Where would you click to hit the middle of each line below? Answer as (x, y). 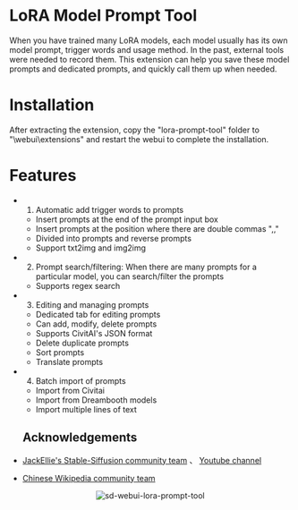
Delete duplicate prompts (82, 343)
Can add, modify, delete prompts (96, 324)
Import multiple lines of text (86, 409)
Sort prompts (60, 352)
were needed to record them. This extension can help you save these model (149, 59)
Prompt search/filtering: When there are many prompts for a (146, 267)
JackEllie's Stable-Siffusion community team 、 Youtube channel (142, 460)
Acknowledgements (80, 438)
